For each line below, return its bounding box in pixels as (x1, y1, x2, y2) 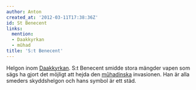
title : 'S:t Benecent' (6, 48, 63, 54)
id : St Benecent (6, 20, 47, 26)
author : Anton (6, 8, 42, 15)
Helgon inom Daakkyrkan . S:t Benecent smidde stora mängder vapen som (6, 64, 191, 71)
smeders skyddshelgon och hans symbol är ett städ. (6, 77, 137, 84)
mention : (11, 31, 34, 37)
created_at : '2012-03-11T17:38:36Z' (6, 14, 98, 20)
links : (6, 25, 23, 32)
